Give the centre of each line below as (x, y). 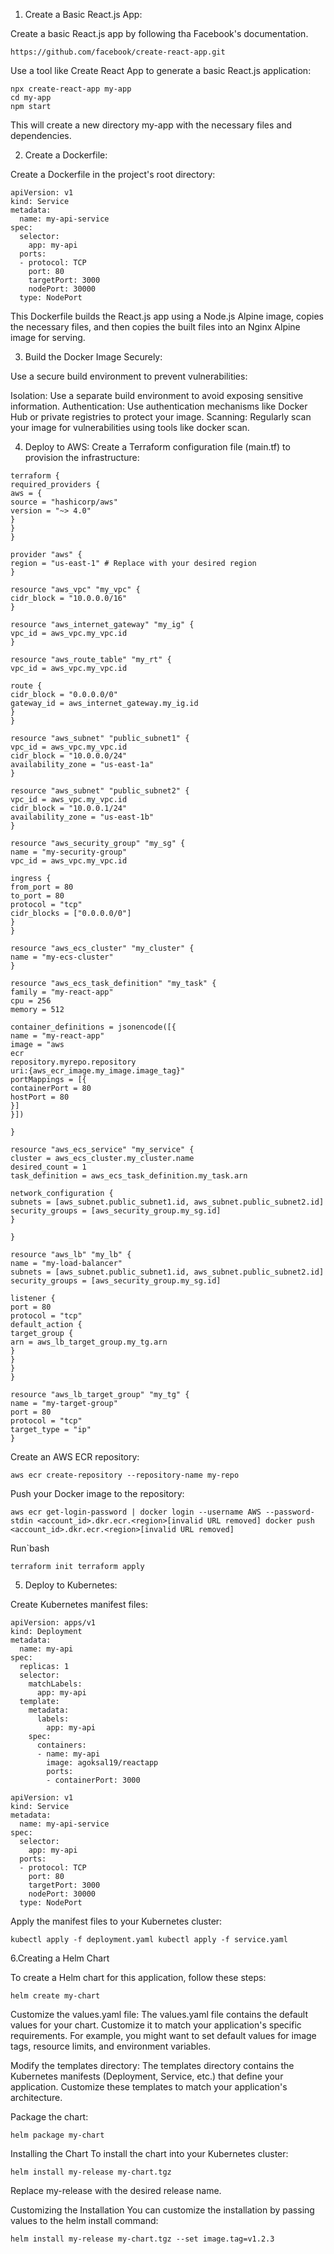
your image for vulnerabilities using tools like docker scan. (130, 427)
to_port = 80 (37, 896)
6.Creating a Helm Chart (60, 1958)
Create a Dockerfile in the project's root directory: (113, 174)
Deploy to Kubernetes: (71, 1585)
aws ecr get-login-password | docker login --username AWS (136, 1512)
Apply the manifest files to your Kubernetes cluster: (116, 1921)
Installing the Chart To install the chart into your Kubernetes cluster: (149, 2153)
